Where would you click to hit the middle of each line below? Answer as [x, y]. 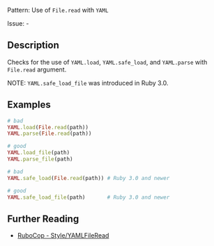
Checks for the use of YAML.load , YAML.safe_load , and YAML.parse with [107, 62]
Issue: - [18, 23]
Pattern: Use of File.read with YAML [58, 10]
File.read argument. [37, 69]
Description [33, 46]
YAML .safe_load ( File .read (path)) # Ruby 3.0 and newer [89, 178]
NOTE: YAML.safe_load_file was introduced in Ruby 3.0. [88, 83]
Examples [29, 105]
